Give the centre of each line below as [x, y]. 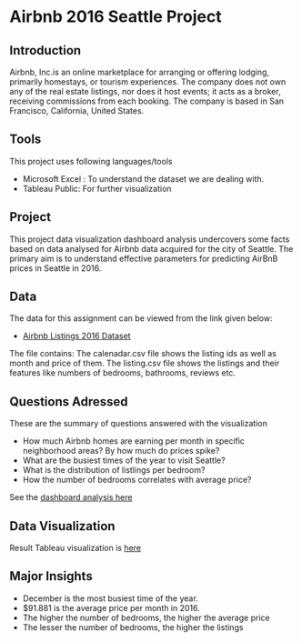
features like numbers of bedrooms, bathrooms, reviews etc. [123, 373]
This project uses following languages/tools [91, 161]
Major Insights [51, 576]
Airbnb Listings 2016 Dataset [76, 336]
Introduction [45, 50]
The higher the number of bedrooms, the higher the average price [146, 617]
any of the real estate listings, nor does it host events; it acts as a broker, [145, 91]
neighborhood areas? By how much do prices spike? [121, 451]
